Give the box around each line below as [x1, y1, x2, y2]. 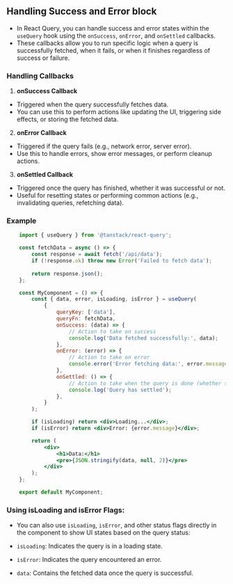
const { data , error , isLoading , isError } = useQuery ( [31, 296, 197, 303]
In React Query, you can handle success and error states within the [16, 24, 209, 32]
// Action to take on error [68, 354, 150, 361]
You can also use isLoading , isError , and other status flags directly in [16, 521, 217, 530]
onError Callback [16, 129, 67, 137]
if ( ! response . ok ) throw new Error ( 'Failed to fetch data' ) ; [31, 258, 213, 265]
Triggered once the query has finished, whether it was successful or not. [16, 184, 225, 192]
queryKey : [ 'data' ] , [56, 309, 116, 316]
